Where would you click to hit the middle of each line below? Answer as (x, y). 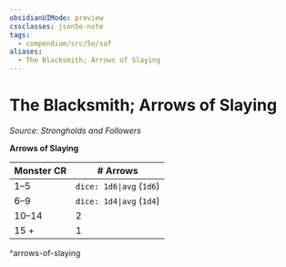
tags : (20, 35)
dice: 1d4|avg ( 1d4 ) (118, 200)
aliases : (26, 52)
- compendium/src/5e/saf (65, 43)
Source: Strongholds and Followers (75, 130)
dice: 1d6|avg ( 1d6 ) (118, 186)
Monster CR (41, 170)
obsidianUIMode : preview (56, 18)
